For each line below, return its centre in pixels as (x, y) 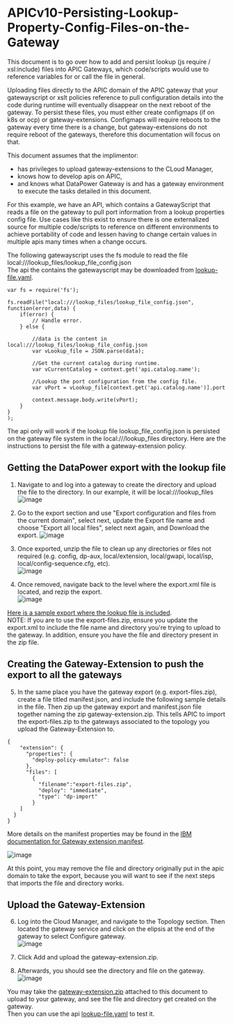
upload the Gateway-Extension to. (66, 729)
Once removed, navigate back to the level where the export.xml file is (116, 584)
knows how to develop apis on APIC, (70, 176)
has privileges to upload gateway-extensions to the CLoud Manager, (115, 169)
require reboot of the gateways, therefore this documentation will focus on (114, 134)
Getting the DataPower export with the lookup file (116, 468)
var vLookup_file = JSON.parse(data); (88, 351)
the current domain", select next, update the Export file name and (111, 520)
